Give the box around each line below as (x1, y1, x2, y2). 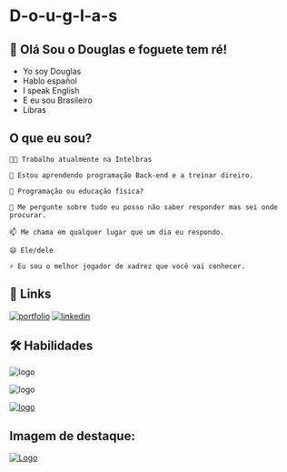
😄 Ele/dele (9, 246, 54, 255)
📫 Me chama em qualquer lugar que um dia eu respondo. (9, 227, 224, 236)
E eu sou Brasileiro (22, 95, 93, 105)
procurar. (9, 210, 47, 219)
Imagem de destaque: (9, 428, 136, 444)
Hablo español (22, 75, 77, 86)
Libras (22, 105, 47, 115)
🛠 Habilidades (9, 338, 94, 354)
